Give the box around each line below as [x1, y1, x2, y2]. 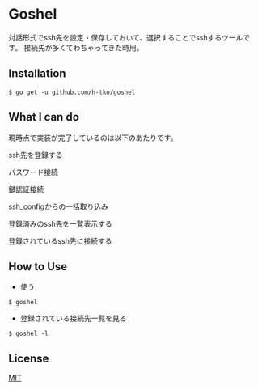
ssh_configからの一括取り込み [8, 201, 109, 211]
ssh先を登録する [8, 150, 63, 159]
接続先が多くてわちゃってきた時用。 [23, 42, 144, 53]
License [8, 351, 49, 365]
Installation [8, 66, 66, 81]
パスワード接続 [8, 167, 58, 176]
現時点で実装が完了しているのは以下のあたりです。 [8, 133, 178, 142]
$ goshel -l [8, 329, 49, 338]
